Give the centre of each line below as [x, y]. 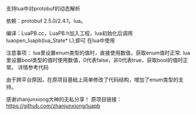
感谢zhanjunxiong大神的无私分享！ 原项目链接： [64, 99]
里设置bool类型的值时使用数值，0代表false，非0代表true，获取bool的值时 [94, 60]
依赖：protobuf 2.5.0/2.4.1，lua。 [46, 21]
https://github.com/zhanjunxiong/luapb [53, 106]
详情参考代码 [33, 67]
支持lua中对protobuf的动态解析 [43, 8]
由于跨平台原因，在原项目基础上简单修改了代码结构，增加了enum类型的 [92, 80]
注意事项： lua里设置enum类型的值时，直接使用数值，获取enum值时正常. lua [98, 53]
